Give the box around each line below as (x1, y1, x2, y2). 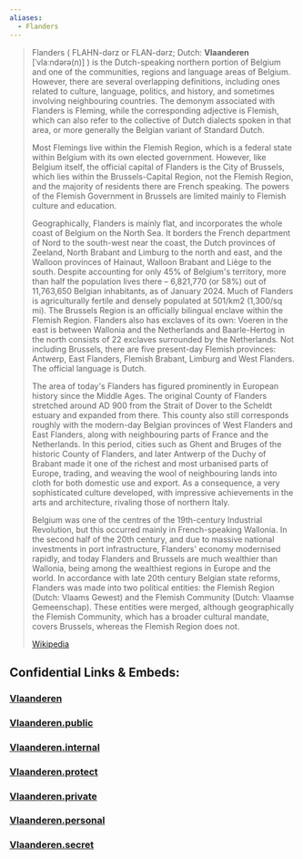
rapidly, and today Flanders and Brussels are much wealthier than (31, 553, 278, 564)
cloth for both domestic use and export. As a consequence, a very (31, 477, 280, 488)
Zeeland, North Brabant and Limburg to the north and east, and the (31, 247, 283, 258)
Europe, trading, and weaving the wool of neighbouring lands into (31, 467, 278, 478)
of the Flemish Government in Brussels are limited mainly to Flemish (31, 190, 287, 201)
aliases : (9, 13, 43, 23)
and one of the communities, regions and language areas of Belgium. (31, 66, 291, 77)
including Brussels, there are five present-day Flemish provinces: (31, 343, 277, 354)
